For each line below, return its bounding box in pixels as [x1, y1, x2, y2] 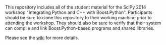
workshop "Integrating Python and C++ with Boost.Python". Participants [5, 9, 153, 15]
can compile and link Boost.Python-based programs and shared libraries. [5, 25, 155, 31]
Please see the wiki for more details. [5, 35, 79, 41]
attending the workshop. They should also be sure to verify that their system [5, 20, 161, 26]
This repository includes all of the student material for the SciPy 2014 [5, 4, 146, 10]
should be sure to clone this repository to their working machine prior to [5, 15, 152, 20]
